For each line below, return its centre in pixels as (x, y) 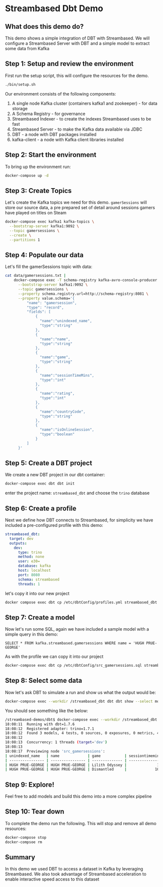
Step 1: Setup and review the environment (69, 64)
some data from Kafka (27, 48)
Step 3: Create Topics (38, 191)
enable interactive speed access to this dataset (52, 879)
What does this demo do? (44, 27)
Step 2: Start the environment (51, 155)
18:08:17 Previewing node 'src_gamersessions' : (55, 751)
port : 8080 (29, 575)
